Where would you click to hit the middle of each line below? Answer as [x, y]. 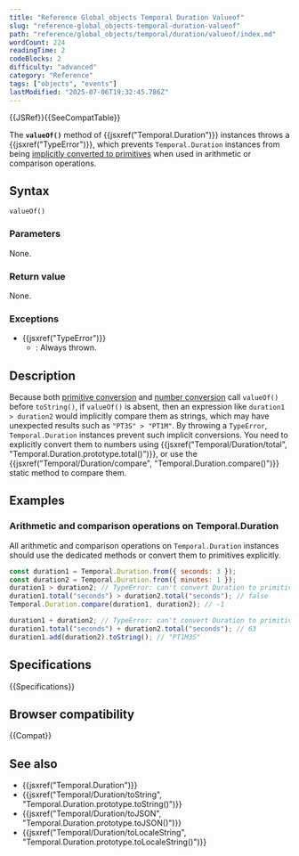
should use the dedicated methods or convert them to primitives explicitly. [145, 555]
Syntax [29, 191]
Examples [37, 501]
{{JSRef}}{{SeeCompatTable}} [65, 118]
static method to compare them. [68, 473]
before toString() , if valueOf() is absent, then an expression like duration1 [147, 407]
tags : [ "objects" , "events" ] [63, 84]
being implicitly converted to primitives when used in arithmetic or [130, 153]
